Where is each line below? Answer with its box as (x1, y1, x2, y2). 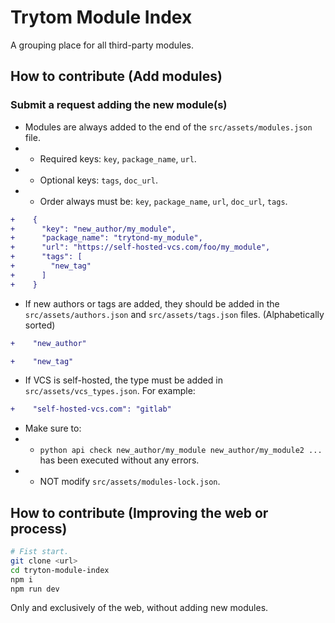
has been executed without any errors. (39, 454, 200, 466)
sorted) (24, 319, 56, 331)
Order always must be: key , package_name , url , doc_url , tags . (39, 195, 288, 207)
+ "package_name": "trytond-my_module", (10, 233, 203, 243)
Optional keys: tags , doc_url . (39, 174, 158, 186)
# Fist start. (10, 547, 70, 557)
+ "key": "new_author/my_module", (10, 224, 177, 234)
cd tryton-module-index (10, 565, 110, 575)
